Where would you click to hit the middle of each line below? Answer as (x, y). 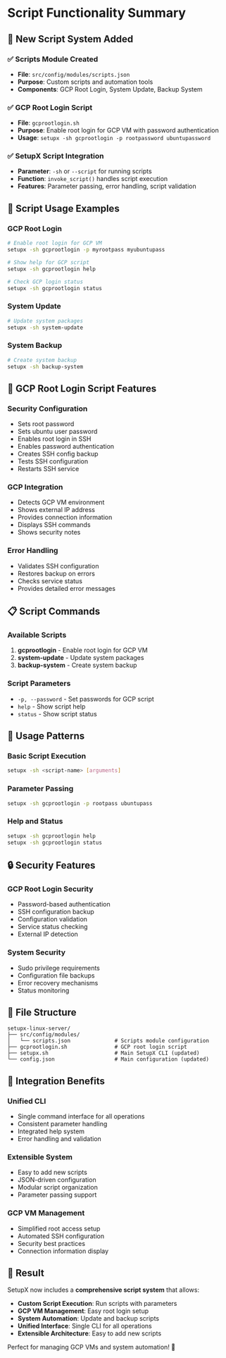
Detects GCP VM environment (61, 502)
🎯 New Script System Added (70, 39)
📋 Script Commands (54, 612)
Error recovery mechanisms (58, 983)
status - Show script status (57, 714)
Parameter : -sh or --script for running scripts (85, 171)
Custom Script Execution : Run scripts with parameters (97, 1304)
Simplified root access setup (59, 1228)
